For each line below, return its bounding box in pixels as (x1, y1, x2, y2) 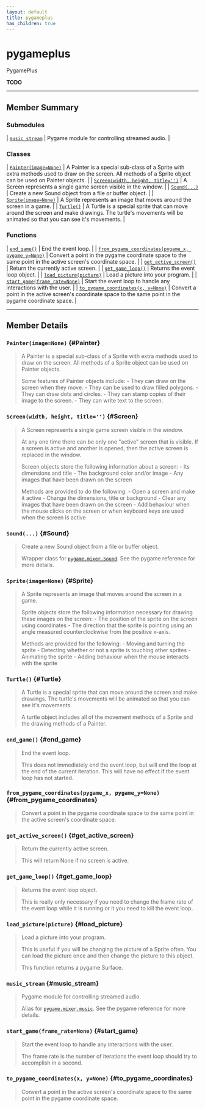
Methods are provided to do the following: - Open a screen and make (21, 488, 195, 495)
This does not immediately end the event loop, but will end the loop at (21, 761, 197, 768)
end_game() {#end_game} (6, 735, 82, 744)
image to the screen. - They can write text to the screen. (21, 397, 164, 404)
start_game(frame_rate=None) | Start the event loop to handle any (6, 277, 170, 284)
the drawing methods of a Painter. (21, 720, 107, 727)
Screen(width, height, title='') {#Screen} (6, 412, 138, 421)
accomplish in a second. (21, 1059, 83, 1066)
